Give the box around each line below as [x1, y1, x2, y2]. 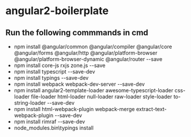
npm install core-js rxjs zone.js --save [13, 62, 106, 69]
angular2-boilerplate [5, 4, 109, 18]
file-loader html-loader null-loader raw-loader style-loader [30, 93, 172, 100]
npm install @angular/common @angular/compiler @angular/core [13, 43, 172, 50]
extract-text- [136, 106, 167, 112]
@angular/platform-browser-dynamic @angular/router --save [13, 56, 162, 62]
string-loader [13, 99, 46, 106]
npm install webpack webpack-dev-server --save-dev [13, 81, 145, 88]
